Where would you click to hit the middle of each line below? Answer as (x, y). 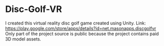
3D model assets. (23, 39)
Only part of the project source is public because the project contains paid (82, 33)
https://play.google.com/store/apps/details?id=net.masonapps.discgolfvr (81, 28)
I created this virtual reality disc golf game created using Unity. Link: (76, 23)
